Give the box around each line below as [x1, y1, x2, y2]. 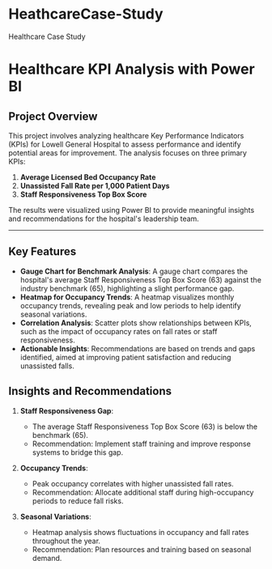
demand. [32, 553, 62, 563]
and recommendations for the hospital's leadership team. [8, 214, 200, 223]
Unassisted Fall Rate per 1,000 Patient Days [19, 180, 170, 190]
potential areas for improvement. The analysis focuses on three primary [8, 147, 247, 158]
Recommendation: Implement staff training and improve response [32, 439, 251, 448]
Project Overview [8, 109, 98, 123]
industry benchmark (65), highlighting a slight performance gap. [19, 283, 235, 293]
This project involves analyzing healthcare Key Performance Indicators [8, 130, 244, 140]
